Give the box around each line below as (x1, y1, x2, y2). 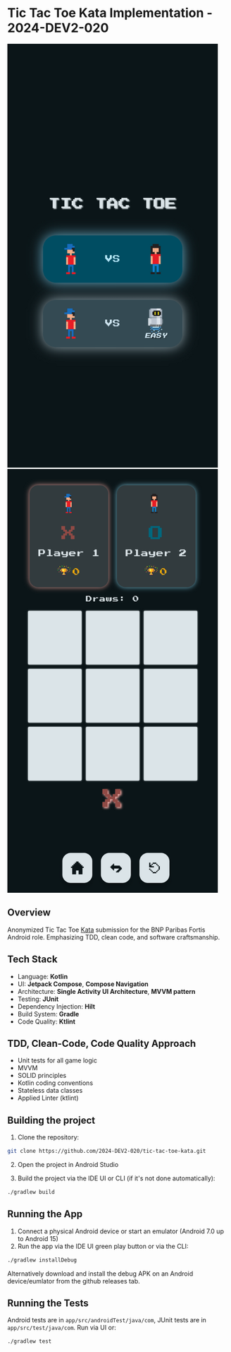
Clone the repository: (17, 1133, 80, 1142)
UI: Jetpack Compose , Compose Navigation (17, 980, 149, 988)
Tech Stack (7, 954, 58, 966)
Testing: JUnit (17, 995, 59, 1003)
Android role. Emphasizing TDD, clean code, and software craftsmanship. (7, 932, 220, 941)
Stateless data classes (17, 1086, 83, 1095)
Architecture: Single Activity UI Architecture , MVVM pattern (17, 987, 196, 995)
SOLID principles (17, 1072, 67, 1080)
